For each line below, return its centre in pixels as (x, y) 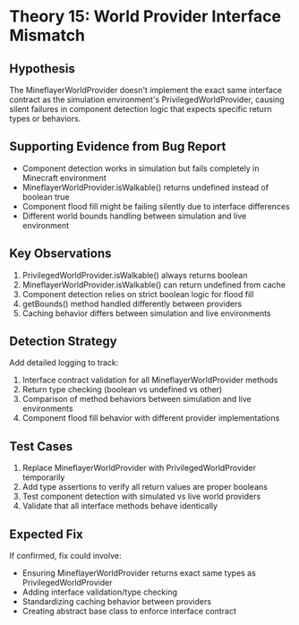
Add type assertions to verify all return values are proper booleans (145, 487)
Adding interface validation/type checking (99, 592)
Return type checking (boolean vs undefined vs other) (122, 390)
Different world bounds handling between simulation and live (134, 216)
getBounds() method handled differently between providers (132, 304)
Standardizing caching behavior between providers (117, 602)
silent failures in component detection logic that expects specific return (141, 109)
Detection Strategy (64, 342)
